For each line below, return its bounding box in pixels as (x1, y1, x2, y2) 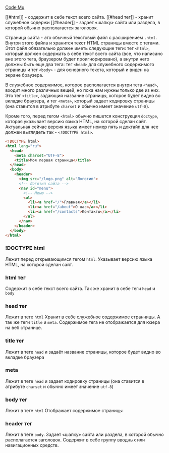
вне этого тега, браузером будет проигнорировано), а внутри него (5, 56, 150, 62)
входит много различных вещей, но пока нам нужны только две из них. (5, 87, 160, 93)
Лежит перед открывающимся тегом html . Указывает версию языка (5, 256, 153, 262)
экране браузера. (5, 72, 44, 78)
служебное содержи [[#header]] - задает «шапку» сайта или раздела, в (5, 20, 160, 25)
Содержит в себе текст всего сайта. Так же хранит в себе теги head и (5, 285, 155, 292)
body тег (5, 396, 28, 403)
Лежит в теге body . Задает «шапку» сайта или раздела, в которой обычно (5, 431, 164, 438)
